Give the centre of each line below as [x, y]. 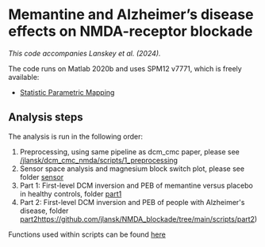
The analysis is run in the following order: [76, 136]
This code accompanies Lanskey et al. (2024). [84, 53]
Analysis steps [46, 118]
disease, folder [44, 211]
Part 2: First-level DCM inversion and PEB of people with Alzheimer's [132, 202]
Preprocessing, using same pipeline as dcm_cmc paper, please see [130, 151]
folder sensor [42, 177]
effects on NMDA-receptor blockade [131, 31]
